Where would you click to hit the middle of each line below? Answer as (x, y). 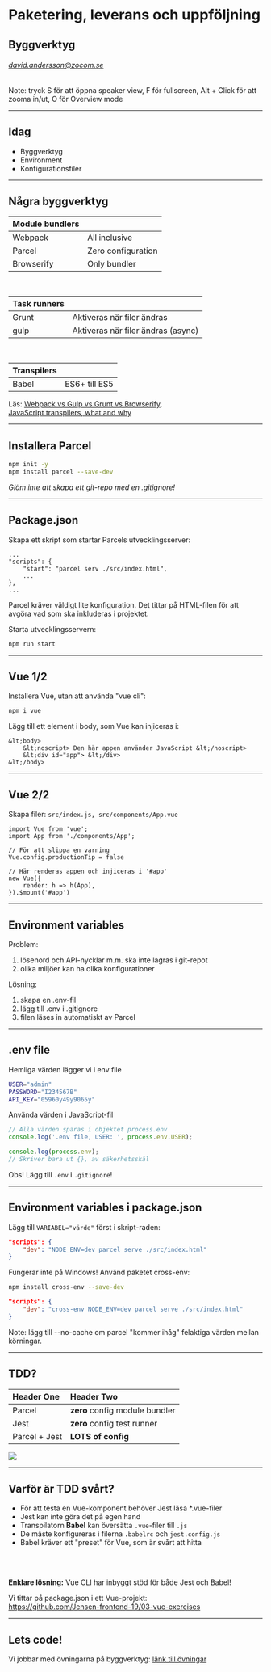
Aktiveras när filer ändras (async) (135, 331)
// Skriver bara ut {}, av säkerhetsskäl (79, 1160)
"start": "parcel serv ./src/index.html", (95, 569)
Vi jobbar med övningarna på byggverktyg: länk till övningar (108, 1659)
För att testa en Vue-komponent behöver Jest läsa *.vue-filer (121, 1508)
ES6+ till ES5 (90, 384)
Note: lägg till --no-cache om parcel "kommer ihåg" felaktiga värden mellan (134, 1332)
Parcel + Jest (38, 1436)
